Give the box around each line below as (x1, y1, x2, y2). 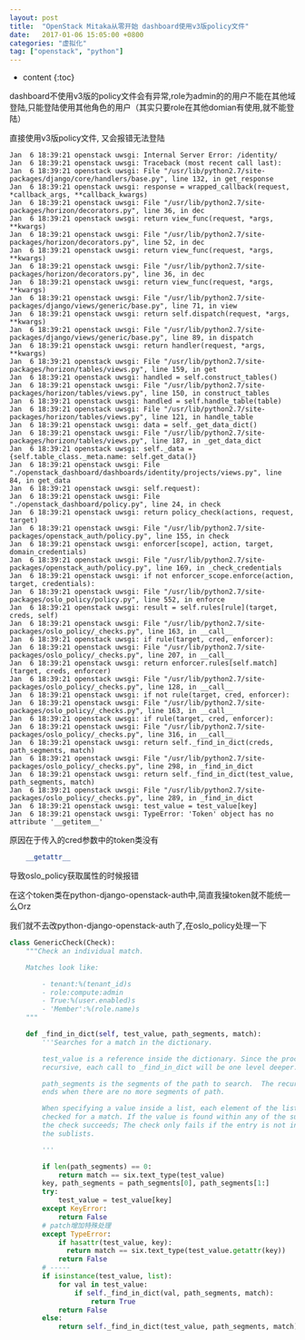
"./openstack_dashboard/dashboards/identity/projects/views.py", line (9, 468, 282, 477)
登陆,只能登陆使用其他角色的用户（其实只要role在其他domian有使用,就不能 (9, 102, 287, 113)
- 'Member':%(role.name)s (42, 1004, 141, 1014)
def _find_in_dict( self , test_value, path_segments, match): (25, 1030, 261, 1039)
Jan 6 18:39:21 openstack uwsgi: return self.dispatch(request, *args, (9, 309, 290, 318)
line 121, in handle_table (151, 413, 254, 422)
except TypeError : (42, 1229, 112, 1238)
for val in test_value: (57, 1280, 148, 1289)
